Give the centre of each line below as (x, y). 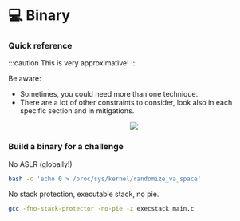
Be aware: (25, 79)
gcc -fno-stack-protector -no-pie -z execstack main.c (101, 208)
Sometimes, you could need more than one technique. (109, 94)
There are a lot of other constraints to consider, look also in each (126, 103)
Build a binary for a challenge (66, 147)
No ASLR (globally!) (41, 164)
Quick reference (40, 46)
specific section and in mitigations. (77, 111)
